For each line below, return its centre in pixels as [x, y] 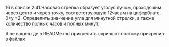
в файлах [15, 39]
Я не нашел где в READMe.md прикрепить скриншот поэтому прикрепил [85, 33]
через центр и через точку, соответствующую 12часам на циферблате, [83, 13]
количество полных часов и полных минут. [52, 24]
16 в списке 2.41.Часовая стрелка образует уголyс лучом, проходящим [83, 7]
